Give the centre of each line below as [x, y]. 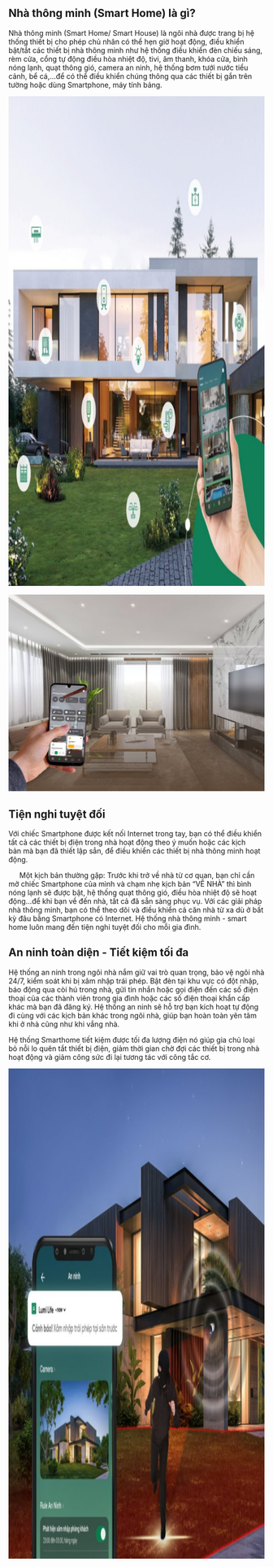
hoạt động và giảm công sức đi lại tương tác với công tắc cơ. [110, 1057]
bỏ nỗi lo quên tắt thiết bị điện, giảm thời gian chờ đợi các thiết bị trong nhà [134, 1048]
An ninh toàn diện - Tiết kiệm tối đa [99, 953]
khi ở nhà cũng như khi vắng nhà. [64, 1024]
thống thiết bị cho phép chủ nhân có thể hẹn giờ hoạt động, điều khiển [126, 41]
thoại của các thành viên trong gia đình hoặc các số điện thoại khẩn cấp [129, 998]
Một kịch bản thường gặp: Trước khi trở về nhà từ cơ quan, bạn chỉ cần [137, 875]
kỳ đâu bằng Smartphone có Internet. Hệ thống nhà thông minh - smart [128, 918]
